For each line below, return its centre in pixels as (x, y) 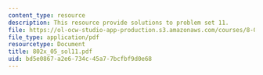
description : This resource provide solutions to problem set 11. (119, 23)
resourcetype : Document (47, 45)
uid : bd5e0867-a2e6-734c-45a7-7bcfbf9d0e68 (80, 59)
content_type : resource (47, 15)
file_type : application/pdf (54, 37)
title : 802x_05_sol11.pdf (50, 52)
